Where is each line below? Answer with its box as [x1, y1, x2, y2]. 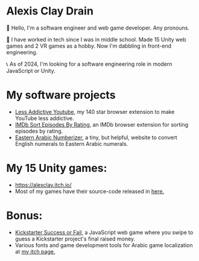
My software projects [6, 89, 116, 102]
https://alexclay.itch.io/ [14, 181, 72, 188]
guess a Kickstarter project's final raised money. [14, 235, 136, 242]
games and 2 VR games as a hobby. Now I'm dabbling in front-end [6, 42, 172, 49]
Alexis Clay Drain [6, 4, 93, 18]
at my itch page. [14, 248, 55, 255]
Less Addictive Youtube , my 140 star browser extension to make [14, 108, 175, 115]
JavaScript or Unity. [6, 67, 55, 74]
